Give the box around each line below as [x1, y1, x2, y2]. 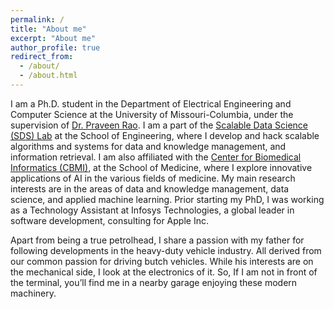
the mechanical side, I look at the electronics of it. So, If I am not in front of [10, 266, 318, 278]
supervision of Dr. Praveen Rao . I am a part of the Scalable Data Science [10, 119, 308, 131]
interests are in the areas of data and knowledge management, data [10, 182, 290, 195]
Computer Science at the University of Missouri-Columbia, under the [10, 108, 294, 120]
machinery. [10, 287, 57, 299]
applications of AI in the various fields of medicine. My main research [10, 172, 296, 184]
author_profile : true [10, 42, 101, 53]
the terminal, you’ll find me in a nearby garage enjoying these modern [10, 276, 298, 288]
